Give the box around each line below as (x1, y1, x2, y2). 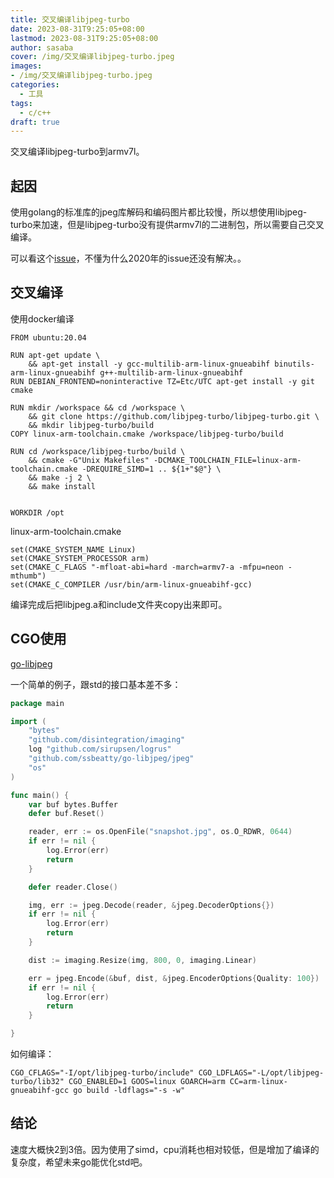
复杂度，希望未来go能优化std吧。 (10, 1156, 148, 1168)
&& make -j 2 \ (28, 472, 92, 483)
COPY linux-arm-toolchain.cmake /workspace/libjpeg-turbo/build (10, 429, 284, 439)
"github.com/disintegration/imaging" (28, 735, 186, 745)
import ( (10, 716, 47, 726)
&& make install (28, 481, 97, 491)
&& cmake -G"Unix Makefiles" (28, 455, 150, 465)
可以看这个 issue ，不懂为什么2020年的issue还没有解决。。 (10, 252, 247, 265)
